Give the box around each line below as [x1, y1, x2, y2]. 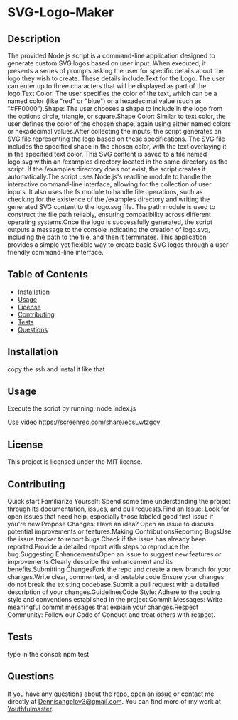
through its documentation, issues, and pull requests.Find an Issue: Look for [7, 504, 229, 513]
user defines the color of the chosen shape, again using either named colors [7, 120, 232, 128]
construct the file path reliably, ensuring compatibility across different [7, 211, 212, 218]
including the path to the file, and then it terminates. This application [7, 233, 207, 241]
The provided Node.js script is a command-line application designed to [7, 51, 215, 60]
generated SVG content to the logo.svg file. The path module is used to [7, 203, 215, 211]
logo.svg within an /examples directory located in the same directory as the [7, 157, 228, 166]
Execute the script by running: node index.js [7, 404, 136, 413]
